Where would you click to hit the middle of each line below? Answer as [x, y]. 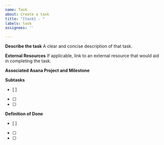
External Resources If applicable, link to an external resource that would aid [82, 56]
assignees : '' [20, 28]
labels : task [18, 23]
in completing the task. [28, 61]
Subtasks [15, 80]
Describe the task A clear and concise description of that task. [69, 46]
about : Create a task [27, 14]
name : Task [16, 10]
